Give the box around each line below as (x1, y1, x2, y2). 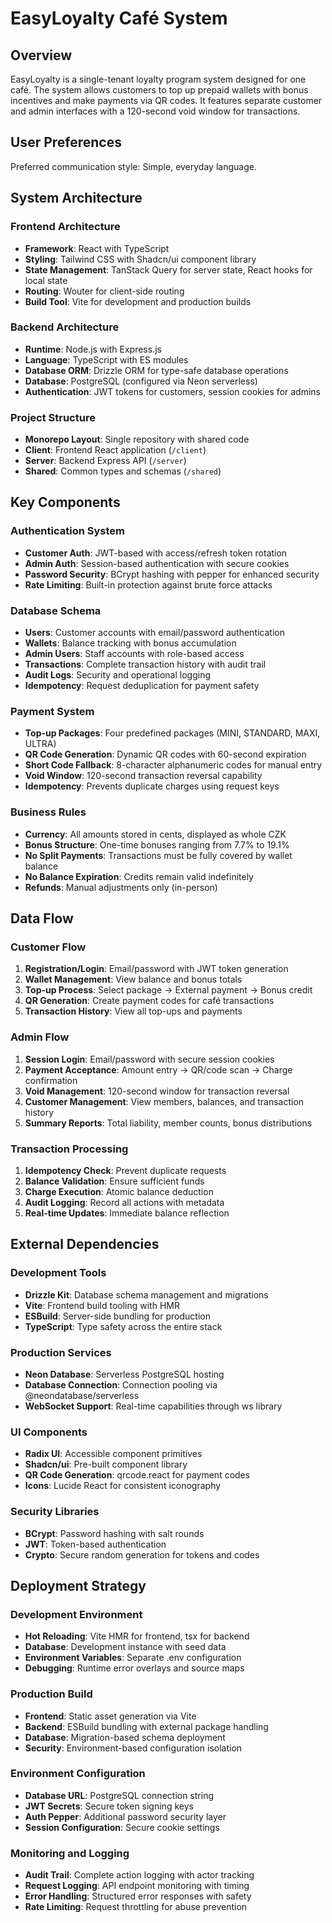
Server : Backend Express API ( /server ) (24, 455, 187, 467)
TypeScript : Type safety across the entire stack (24, 1320, 223, 1332)
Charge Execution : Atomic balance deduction (24, 1185, 214, 1197)
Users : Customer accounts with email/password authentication (24, 627, 285, 639)
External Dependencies (10, 1236, 160, 1253)
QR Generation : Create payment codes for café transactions (24, 995, 275, 1007)
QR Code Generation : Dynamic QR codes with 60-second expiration (24, 748, 307, 761)
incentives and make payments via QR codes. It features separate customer (10, 95, 323, 106)
